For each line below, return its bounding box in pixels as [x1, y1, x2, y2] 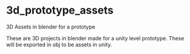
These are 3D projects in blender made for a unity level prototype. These [6, 34, 185, 42]
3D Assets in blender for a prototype [6, 23, 96, 30]
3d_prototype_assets [6, 4, 114, 17]
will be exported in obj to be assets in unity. [6, 41, 112, 48]
